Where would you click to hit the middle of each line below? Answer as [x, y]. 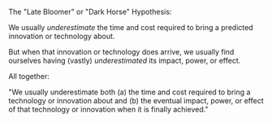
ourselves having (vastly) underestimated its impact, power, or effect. [125, 61]
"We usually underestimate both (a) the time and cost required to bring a [130, 92]
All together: [29, 76]
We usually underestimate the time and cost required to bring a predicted [131, 27]
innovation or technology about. [62, 36]
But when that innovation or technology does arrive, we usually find [121, 52]
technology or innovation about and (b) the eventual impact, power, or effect [136, 100]
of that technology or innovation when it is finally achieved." [108, 109]
